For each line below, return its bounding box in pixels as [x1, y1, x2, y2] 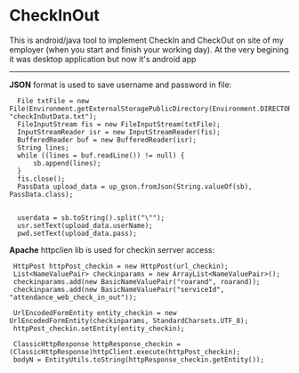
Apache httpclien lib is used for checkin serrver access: [9, 244, 215, 255]
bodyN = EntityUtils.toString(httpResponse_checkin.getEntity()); [12, 355, 265, 364]
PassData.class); [9, 190, 74, 199]
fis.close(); [17, 174, 66, 183]
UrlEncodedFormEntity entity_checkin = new [12, 308, 177, 317]
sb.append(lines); [32, 158, 101, 167]
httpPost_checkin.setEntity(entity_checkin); [12, 324, 185, 333]
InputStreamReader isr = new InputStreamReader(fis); [17, 127, 221, 136]
